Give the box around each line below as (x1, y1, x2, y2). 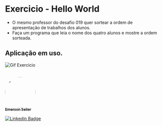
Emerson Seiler (5, 107, 32, 112)
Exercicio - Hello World (5, 3, 100, 15)
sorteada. (12, 35, 32, 41)
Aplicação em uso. (5, 49, 63, 57)
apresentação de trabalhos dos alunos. (12, 24, 91, 30)
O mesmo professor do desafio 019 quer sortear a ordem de (12, 19, 133, 25)
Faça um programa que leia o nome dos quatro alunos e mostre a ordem (12, 30, 157, 36)
